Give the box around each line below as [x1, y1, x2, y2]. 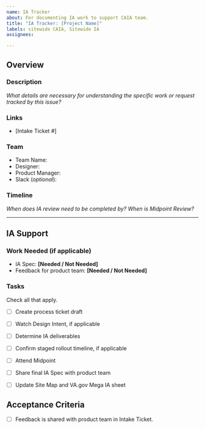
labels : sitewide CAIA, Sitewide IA [6, 26, 99, 32]
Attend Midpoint [15, 356, 56, 364]
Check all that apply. [6, 296, 58, 303]
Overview [6, 59, 45, 70]
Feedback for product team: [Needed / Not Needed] [15, 267, 148, 275]
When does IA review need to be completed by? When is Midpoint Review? [6, 205, 194, 212]
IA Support [6, 228, 49, 239]
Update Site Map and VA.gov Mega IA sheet [15, 381, 126, 389]
